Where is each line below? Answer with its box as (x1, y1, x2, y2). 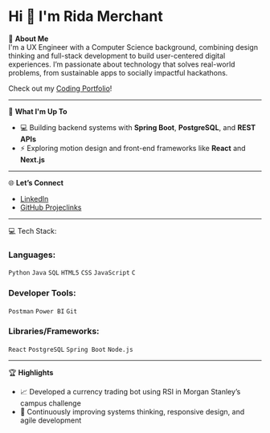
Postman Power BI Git (8, 307, 78, 316)
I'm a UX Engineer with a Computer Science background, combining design (8, 42, 259, 51)
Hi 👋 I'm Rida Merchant (8, 7, 163, 26)
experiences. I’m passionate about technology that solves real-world (8, 59, 235, 69)
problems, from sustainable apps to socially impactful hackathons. (8, 67, 228, 77)
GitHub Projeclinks (19, 202, 82, 212)
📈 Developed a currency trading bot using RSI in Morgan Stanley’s (19, 386, 241, 396)
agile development (19, 415, 82, 425)
